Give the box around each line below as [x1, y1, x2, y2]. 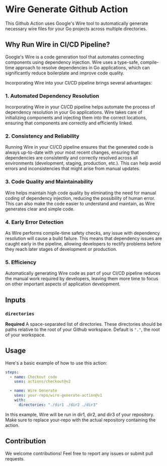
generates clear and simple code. [5, 206, 74, 212]
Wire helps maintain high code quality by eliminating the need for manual [5, 190, 156, 196]
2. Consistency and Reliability [5, 133, 79, 140]
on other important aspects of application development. [5, 281, 121, 287]
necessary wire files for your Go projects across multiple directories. [5, 25, 147, 31]
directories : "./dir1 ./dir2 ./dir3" [18, 402, 98, 407]
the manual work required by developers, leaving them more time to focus [5, 276, 158, 282]
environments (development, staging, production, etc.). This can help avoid [5, 160, 161, 166]
